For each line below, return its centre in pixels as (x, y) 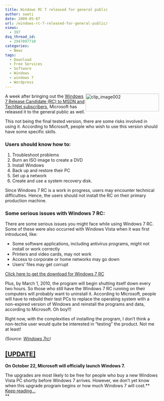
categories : (17, 46)
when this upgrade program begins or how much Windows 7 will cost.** (78, 386)
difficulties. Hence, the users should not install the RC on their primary (76, 195)
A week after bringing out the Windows (44, 96)
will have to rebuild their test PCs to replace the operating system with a (77, 299)
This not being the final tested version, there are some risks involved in (76, 121)
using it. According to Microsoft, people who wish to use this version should (81, 126)
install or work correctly (36, 249)
